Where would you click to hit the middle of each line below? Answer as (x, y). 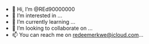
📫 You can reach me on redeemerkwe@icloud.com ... (77, 35)
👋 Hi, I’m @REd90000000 (44, 9)
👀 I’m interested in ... (37, 15)
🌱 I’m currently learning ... (44, 22)
